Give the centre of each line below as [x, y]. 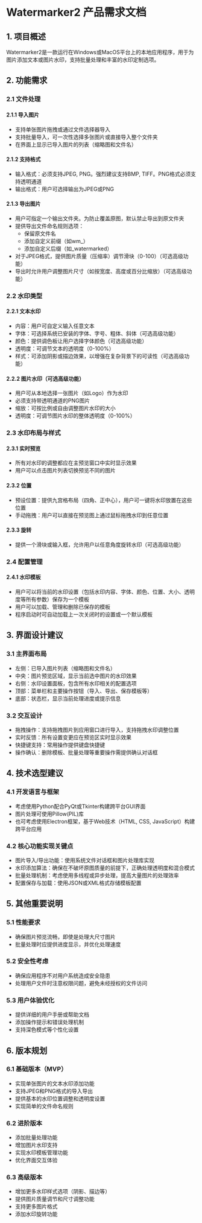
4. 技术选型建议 [35, 773]
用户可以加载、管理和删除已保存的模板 [62, 606]
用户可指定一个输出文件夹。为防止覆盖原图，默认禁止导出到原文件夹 [99, 218]
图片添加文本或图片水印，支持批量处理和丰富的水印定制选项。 [83, 60]
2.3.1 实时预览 [24, 448]
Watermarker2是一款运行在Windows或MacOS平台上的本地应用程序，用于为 [100, 52]
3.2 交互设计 [24, 716]
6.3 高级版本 [24, 1177]
